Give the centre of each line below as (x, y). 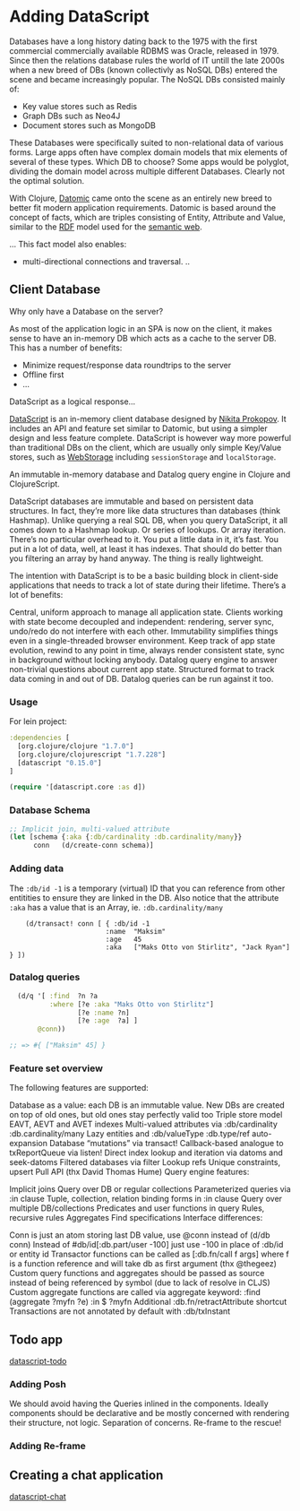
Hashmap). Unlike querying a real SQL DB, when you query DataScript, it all (149, 520)
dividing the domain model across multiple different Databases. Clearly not (147, 171)
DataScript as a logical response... (73, 401)
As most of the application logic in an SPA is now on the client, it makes (141, 328)
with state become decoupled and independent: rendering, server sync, (142, 621)
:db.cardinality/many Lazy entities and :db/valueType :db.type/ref (130, 1134)
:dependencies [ (39, 738)
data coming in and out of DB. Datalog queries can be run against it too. (141, 678)
